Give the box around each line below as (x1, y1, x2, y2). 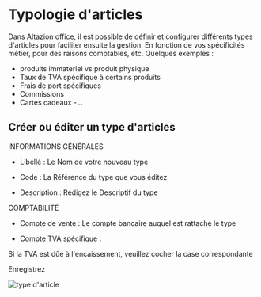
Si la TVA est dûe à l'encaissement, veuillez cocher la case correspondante (8, 249, 253, 258)
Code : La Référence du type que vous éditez (19, 172, 168, 181)
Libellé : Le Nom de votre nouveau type (19, 157, 149, 166)
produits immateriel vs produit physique (19, 63, 149, 73)
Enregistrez (8, 264, 46, 274)
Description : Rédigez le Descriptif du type (19, 188, 158, 197)
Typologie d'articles (8, 6, 143, 24)
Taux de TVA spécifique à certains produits (19, 72, 161, 82)
